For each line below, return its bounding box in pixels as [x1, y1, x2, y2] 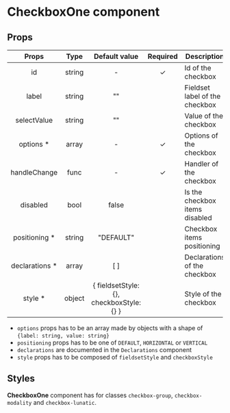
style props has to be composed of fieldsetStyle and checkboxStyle [16, 353, 214, 361]
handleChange [10, 168, 58, 177]
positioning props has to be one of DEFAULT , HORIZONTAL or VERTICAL [16, 338, 208, 347]
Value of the [184, 111, 224, 121]
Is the [184, 188, 203, 197]
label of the [184, 92, 221, 101]
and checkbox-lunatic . [33, 398, 97, 406]
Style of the [184, 289, 222, 299]
